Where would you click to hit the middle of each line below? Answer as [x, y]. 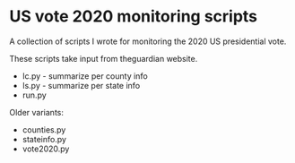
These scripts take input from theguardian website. [104, 58]
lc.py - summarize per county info [85, 76]
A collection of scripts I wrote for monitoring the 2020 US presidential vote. [148, 41]
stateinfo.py [44, 139]
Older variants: [37, 112]
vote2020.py [46, 149]
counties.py [44, 129]
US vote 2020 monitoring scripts [134, 17]
